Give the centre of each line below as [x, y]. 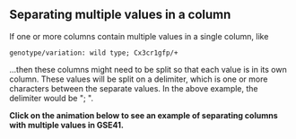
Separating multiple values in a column [120, 15]
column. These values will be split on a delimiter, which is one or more [139, 79]
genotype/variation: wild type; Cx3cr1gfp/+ [94, 53]
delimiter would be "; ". [52, 98]
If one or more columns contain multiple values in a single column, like [139, 36]
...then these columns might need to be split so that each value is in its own [148, 69]
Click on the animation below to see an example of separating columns [144, 115]
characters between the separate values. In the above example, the [134, 88]
